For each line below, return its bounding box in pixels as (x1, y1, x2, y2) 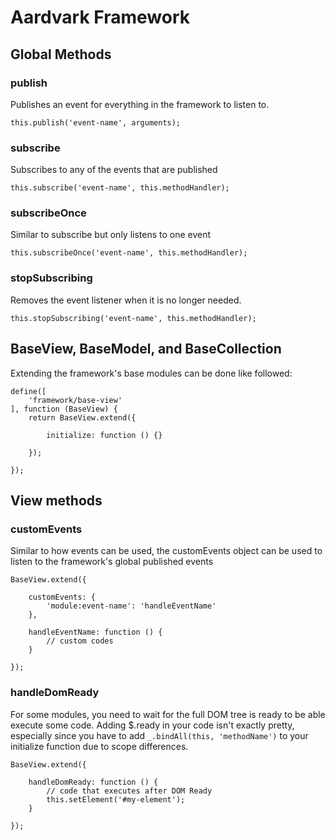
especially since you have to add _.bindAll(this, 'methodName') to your (10, 729, 309, 741)
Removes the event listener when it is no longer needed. (10, 294, 242, 306)
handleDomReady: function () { (28, 777, 159, 787)
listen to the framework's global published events (10, 556, 214, 568)
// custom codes (46, 636, 114, 646)
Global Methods (10, 46, 112, 63)
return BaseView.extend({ (28, 412, 137, 423)
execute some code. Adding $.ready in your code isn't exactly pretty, (10, 719, 295, 731)
